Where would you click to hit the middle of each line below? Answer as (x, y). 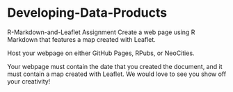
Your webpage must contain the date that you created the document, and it (115, 66)
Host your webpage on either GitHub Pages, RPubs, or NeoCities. (101, 53)
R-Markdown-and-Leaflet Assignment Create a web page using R (101, 32)
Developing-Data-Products (87, 13)
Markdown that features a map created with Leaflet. (82, 39)
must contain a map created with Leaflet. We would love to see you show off (117, 74)
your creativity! (29, 81)
